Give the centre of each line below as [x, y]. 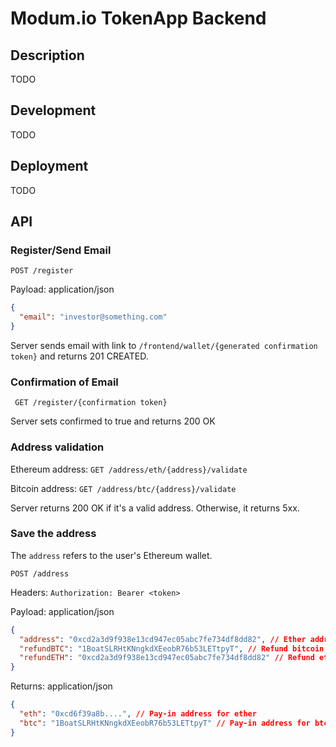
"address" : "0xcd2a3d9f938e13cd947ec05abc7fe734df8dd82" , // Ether [163, 639]
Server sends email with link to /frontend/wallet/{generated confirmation [164, 345]
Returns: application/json [61, 686]
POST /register [42, 271]
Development [53, 110]
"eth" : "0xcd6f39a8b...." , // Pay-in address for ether [138, 714]
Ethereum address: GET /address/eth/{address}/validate [129, 469]
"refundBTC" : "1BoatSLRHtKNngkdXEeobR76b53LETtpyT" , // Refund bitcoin [172, 648]
